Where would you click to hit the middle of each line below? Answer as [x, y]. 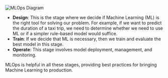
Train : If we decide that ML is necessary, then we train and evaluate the [87, 39]
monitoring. [24, 55]
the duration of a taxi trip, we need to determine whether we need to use [88, 28]
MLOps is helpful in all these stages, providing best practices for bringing [81, 65]
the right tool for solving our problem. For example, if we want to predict [87, 23]
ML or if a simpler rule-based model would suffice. [65, 33]
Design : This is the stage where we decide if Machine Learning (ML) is [86, 17]
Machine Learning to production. [39, 70]
